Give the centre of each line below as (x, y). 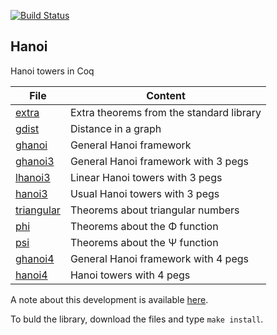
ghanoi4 (35, 258)
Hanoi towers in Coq (52, 71)
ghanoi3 (35, 161)
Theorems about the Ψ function (144, 242)
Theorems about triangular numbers (154, 210)
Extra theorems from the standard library (165, 112)
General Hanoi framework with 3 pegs (159, 161)
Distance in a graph (115, 128)
